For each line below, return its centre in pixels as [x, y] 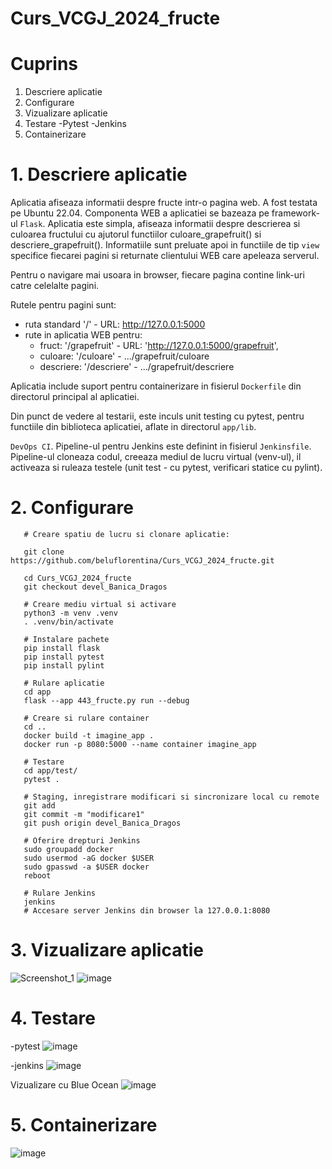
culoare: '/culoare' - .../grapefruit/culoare [124, 356]
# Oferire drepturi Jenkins [82, 841]
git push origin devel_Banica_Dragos [102, 823]
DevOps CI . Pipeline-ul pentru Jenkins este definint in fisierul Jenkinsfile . [161, 446]
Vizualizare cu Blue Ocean [64, 1084]
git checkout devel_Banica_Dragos [95, 587]
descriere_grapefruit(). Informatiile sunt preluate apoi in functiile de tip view [165, 245]
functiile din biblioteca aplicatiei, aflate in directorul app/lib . [133, 427]
